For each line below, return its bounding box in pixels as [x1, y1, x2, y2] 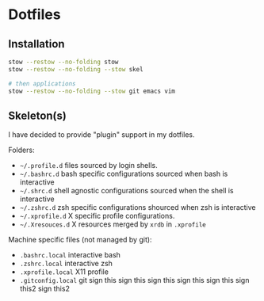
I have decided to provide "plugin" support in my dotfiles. [8, 130, 196, 139]
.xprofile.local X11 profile [19, 267, 109, 276]
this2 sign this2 [19, 284, 70, 294]
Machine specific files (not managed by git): [8, 235, 152, 245]
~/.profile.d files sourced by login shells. [19, 161, 158, 170]
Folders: [8, 145, 35, 155]
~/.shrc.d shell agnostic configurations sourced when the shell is [19, 186, 234, 196]
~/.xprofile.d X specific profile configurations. [19, 211, 175, 221]
